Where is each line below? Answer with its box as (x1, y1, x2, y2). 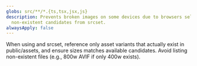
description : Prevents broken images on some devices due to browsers (6, 14, 182, 20)
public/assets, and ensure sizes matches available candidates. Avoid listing (6, 47, 188, 54)
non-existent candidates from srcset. (11, 19, 107, 25)
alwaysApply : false (6, 25, 54, 31)
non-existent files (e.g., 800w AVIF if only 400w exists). (6, 53, 141, 60)
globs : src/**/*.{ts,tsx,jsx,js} (6, 8, 88, 15)
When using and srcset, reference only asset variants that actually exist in (6, 41, 185, 48)
